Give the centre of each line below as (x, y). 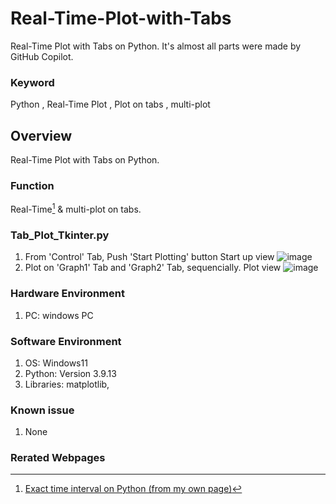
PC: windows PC (59, 315)
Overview (41, 135)
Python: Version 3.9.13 (70, 373)
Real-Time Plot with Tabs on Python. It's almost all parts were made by (156, 46)
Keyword (32, 82)
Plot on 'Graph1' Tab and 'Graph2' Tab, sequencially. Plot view (153, 268)
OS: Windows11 (56, 363)
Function (32, 185)
